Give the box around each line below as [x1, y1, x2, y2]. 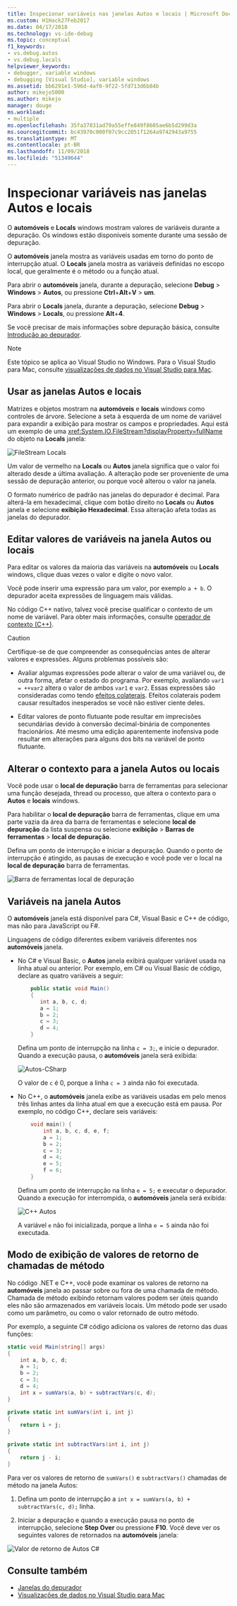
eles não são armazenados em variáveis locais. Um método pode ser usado [7, 1301, 227, 1309]
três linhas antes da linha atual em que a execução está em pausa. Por [17, 1100, 222, 1108]
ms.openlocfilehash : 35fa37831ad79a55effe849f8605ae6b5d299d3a [7, 121, 197, 129]
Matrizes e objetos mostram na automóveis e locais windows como [7, 404, 205, 413]
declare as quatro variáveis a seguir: [17, 971, 123, 980]
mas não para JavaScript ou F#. [7, 922, 100, 930]
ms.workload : [7, 109, 46, 116]
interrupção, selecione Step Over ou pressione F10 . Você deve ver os [17, 1523, 221, 1531]
